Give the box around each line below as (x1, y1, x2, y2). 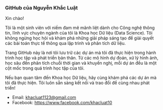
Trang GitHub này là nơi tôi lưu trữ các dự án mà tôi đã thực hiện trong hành (5, 50, 157, 55)
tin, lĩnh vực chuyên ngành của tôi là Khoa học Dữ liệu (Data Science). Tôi (5, 30, 153, 36)
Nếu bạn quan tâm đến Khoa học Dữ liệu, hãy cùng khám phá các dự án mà (5, 75, 157, 81)
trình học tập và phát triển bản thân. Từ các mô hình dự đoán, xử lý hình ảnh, (5, 55, 159, 61)
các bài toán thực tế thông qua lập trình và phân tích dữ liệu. (5, 40, 126, 46)
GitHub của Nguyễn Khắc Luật (5, 4, 78, 11)
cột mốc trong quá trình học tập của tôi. (5, 65, 85, 71)
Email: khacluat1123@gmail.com (12, 94, 76, 100)
